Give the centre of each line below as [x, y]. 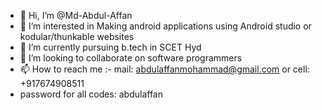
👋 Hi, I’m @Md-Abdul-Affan [76, 15]
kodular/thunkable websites [77, 36]
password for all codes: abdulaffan [91, 94]
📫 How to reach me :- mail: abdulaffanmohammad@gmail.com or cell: [164, 69]
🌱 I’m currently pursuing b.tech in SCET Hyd [110, 47]
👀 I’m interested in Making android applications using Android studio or [165, 26]
